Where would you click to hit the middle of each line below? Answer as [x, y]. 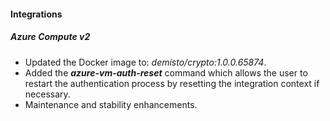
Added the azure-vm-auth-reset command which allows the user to [166, 72]
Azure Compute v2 [50, 37]
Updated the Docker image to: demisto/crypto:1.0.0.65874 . [145, 62]
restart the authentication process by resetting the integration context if [172, 83]
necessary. [47, 94]
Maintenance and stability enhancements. [111, 104]
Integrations [36, 14]
